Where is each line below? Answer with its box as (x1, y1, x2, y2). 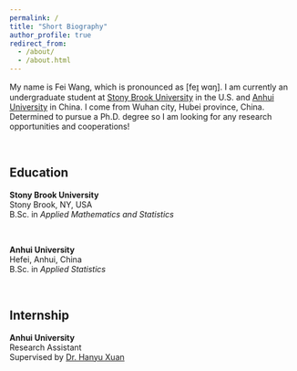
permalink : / (9, 13, 59, 23)
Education (9, 165, 69, 181)
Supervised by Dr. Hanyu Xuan (9, 351, 125, 362)
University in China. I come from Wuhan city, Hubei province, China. (9, 101, 265, 112)
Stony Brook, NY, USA (9, 198, 93, 210)
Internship (9, 308, 70, 323)
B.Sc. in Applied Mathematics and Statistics (9, 208, 175, 219)
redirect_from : (9, 38, 67, 48)
